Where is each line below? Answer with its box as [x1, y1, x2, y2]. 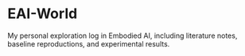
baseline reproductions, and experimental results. [7, 39, 170, 48]
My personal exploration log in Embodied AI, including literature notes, [7, 31, 238, 40]
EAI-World [7, 5, 78, 23]
